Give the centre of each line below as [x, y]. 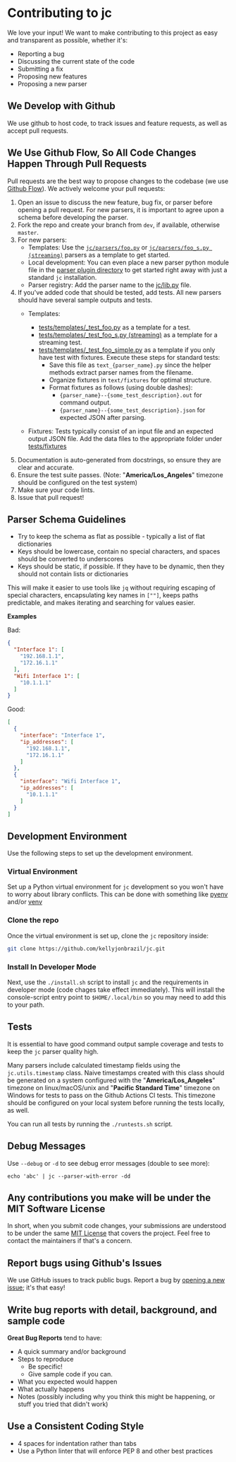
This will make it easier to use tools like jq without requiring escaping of [112, 587]
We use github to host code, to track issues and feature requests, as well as [117, 123]
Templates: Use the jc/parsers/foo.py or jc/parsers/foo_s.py [118, 247]
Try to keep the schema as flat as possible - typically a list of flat [111, 537]
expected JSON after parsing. [103, 417]
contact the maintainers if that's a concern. [70, 1241]
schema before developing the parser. [73, 217]
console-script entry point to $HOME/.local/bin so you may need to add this [117, 997]
